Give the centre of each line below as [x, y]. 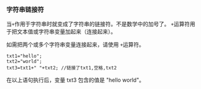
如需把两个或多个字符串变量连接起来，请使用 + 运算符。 [75, 44]
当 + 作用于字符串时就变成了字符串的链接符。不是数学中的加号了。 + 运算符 [98, 24]
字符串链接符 [25, 9]
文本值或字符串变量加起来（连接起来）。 [66, 32]
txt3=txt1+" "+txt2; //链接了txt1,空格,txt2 [62, 68]
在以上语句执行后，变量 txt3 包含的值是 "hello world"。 [75, 80]
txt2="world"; [24, 62]
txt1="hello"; [24, 56]
